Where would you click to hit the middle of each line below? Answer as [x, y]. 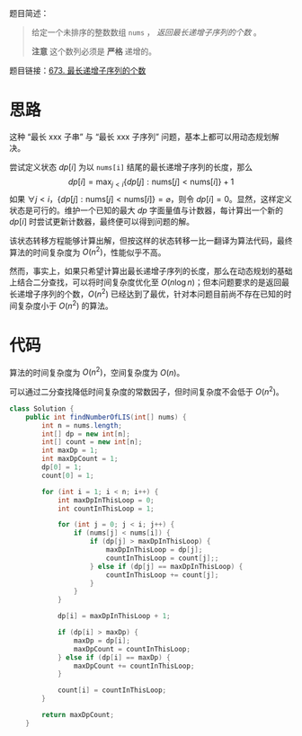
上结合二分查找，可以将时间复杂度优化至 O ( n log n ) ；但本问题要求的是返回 [146, 282]
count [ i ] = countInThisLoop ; [112, 690]
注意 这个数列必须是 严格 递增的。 [94, 51]
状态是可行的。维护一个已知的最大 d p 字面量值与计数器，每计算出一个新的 [147, 210]
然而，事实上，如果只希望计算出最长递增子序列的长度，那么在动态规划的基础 [151, 271]
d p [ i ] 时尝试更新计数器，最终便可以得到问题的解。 [102, 221]
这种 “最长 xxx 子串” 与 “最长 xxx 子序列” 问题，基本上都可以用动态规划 [141, 137]
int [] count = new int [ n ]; [92, 442]
